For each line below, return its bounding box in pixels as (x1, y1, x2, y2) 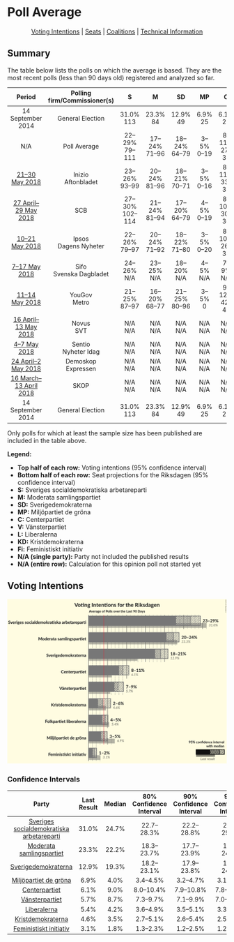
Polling (70, 89, 92, 98)
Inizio (72, 170, 89, 179)
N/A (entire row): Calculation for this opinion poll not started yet (17, 560, 201, 568)
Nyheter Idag (62, 347, 100, 356)
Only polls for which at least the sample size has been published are (7, 428, 203, 437)
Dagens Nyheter (57, 241, 104, 250)
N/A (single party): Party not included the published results (17, 552, 189, 560)
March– (19, 374, 42, 382)
